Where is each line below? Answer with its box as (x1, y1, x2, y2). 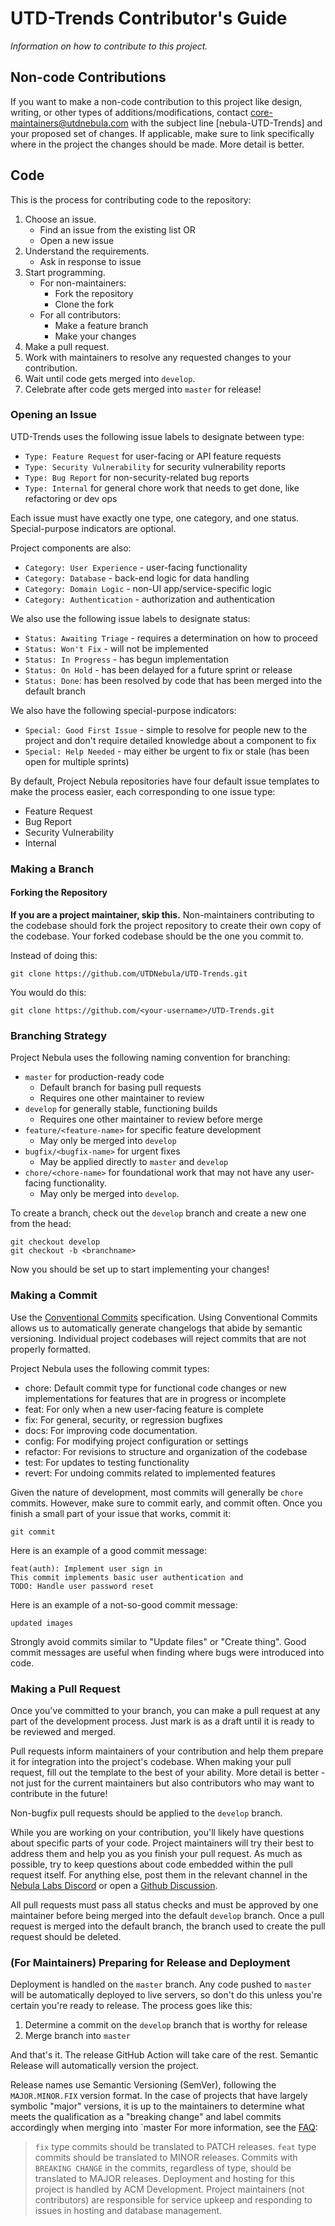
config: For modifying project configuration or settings (24, 1435, 249, 1447)
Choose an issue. (24, 213, 97, 225)
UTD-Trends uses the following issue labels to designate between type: (10, 430, 305, 442)
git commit (10, 1527, 56, 1537)
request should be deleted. (10, 1930, 122, 1942)
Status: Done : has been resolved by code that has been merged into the (24, 674, 323, 686)
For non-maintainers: (39, 277, 127, 289)
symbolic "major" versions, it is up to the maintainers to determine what (10, 2100, 305, 2112)
